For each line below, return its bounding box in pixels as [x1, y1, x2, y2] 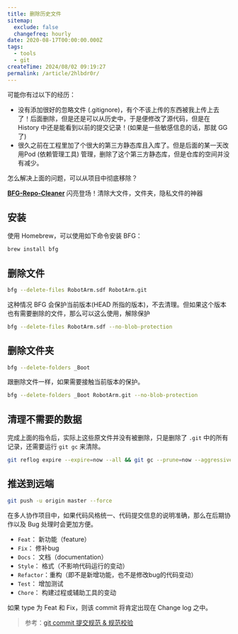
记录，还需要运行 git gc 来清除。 [7, 442, 105, 451]
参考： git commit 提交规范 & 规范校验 [24, 618, 134, 627]
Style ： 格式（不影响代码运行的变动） [17, 562, 129, 570]
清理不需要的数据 [7, 413, 82, 425]
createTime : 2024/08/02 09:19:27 [7, 63, 106, 70]
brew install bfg [7, 246, 59, 253]
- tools [13, 50, 37, 58]
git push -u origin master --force [7, 497, 113, 504]
